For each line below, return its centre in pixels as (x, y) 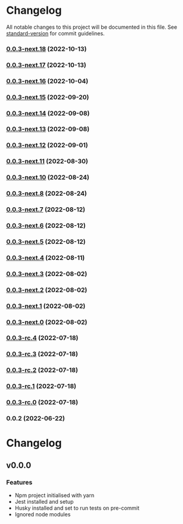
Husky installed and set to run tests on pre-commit (77, 508)
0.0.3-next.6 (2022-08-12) (46, 225)
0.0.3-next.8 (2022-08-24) (47, 193)
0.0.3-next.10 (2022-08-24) (48, 177)
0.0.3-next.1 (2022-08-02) (46, 306)
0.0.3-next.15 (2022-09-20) (48, 97)
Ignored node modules (43, 514)
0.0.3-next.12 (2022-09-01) (47, 146)
